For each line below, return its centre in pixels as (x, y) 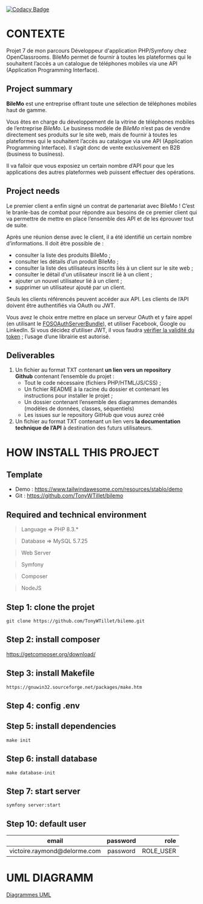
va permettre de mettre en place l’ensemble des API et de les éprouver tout (100, 219)
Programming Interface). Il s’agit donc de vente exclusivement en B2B (93, 147)
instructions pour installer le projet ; (68, 396)
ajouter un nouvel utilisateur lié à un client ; (68, 281)
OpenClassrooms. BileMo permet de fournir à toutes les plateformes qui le (99, 57)
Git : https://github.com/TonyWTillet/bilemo (69, 496)
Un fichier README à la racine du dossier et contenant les (97, 389)
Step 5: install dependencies (61, 726)
